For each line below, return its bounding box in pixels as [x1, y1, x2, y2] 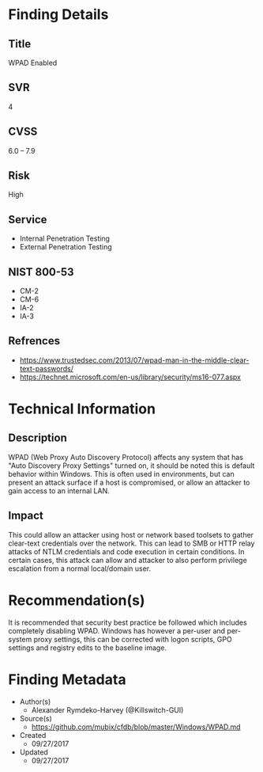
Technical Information [8, 400, 156, 418]
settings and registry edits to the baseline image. [8, 643, 167, 652]
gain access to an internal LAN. [8, 485, 111, 496]
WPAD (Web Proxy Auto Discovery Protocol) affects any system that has [8, 452, 243, 462]
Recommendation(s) [8, 591, 145, 609]
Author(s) [19, 697, 51, 706]
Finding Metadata [8, 671, 126, 688]
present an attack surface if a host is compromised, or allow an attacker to [8, 477, 250, 487]
